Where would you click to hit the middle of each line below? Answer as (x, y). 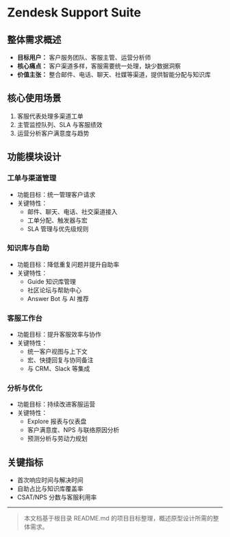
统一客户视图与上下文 (57, 352)
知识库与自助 (28, 248)
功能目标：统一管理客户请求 (56, 194)
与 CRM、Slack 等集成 (59, 369)
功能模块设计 (34, 157)
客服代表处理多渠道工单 (50, 116)
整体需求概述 (34, 39)
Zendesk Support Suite (74, 13)
